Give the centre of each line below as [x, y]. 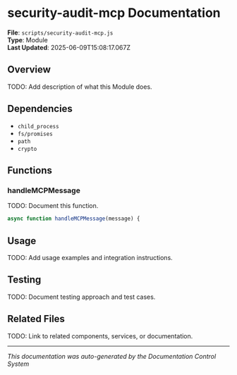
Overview [29, 69]
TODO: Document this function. [53, 206]
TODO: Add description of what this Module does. [80, 87]
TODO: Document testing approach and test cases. [81, 297]
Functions [30, 170]
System [18, 364]
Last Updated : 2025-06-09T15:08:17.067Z [69, 47]
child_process [38, 126]
